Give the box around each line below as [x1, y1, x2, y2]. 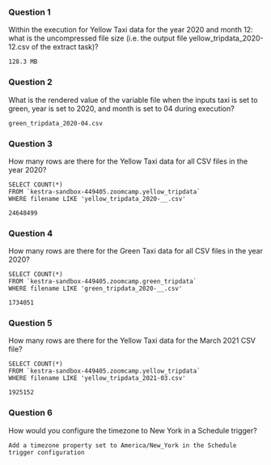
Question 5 [8, 318, 53, 329]
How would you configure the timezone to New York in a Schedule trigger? [8, 425, 257, 435]
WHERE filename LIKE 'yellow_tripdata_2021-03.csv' [8, 374, 186, 382]
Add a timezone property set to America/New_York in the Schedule [8, 441, 237, 450]
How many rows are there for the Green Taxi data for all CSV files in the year [8, 246, 263, 256]
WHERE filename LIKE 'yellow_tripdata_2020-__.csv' [8, 194, 186, 203]
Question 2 [8, 76, 53, 87]
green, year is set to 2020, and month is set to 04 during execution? [8, 104, 235, 113]
